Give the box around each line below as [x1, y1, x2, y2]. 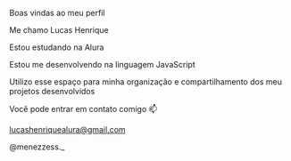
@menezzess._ [9, 141, 65, 152]
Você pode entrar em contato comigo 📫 [9, 104, 158, 114]
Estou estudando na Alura [9, 42, 104, 52]
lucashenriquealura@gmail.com [9, 125, 127, 134]
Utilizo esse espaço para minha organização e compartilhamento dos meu [9, 76, 283, 87]
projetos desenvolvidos [9, 86, 96, 96]
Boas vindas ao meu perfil [9, 8, 105, 18]
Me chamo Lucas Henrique [9, 25, 109, 35]
